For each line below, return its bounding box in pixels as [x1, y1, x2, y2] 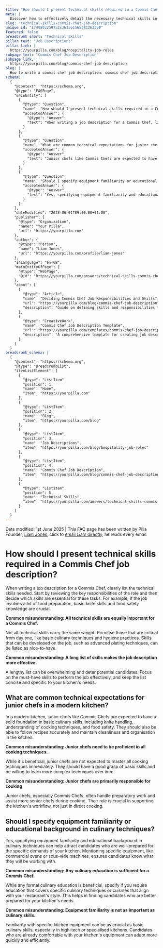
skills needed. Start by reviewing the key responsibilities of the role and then [5, 590, 158, 596]
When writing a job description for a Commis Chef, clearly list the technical [5, 585, 155, 591]
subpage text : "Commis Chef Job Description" [5, 52, 99, 57]
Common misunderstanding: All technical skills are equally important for [5, 615, 155, 621]
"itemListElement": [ [14, 368, 58, 373]
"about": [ [14, 283, 36, 288]
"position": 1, [23, 382, 54, 387]
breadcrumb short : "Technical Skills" [5, 34, 84, 39]
